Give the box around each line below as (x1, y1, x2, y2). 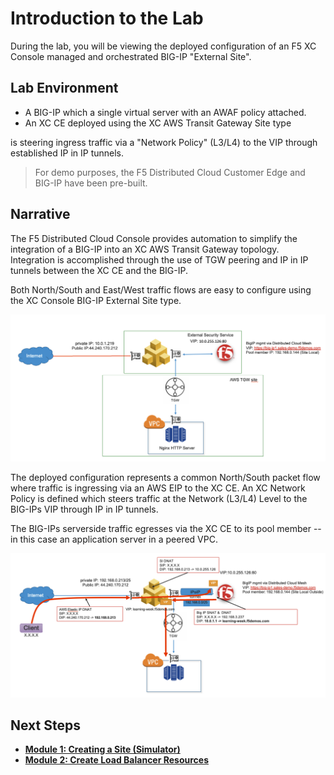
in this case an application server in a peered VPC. (10, 533, 218, 546)
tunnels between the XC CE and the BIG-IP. (10, 264, 188, 276)
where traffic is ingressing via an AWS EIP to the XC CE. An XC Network (10, 482, 306, 494)
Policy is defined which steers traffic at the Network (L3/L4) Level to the (10, 493, 308, 505)
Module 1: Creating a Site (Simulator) (24, 743, 181, 756)
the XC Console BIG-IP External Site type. (10, 294, 182, 306)
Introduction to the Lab (10, 7, 204, 30)
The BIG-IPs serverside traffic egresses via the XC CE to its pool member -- (10, 523, 322, 535)
